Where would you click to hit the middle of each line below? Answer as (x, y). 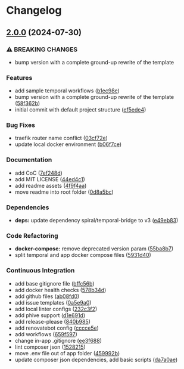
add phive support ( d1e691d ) (50, 315)
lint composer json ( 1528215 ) (50, 347)
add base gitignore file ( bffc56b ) (54, 283)
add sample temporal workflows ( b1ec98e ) (67, 91)
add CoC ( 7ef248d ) (38, 173)
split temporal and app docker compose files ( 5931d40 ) (83, 255)
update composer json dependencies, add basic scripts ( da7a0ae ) (96, 359)
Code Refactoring (32, 235)
